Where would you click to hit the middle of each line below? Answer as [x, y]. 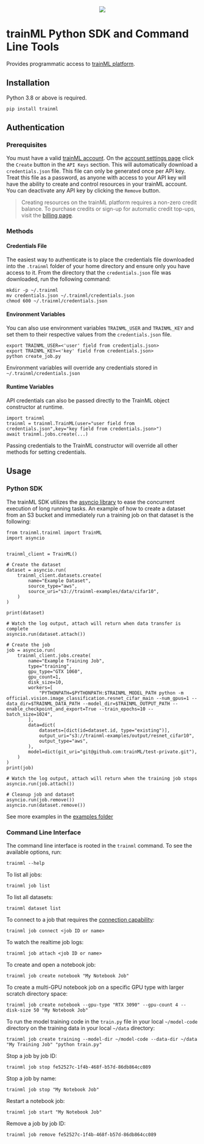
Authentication [36, 128]
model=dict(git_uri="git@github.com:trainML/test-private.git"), [113, 752]
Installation [28, 83]
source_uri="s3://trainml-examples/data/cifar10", [94, 591]
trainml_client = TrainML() [42, 554]
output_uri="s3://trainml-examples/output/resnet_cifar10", [117, 735]
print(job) [20, 768]
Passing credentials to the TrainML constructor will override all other [92, 445]
